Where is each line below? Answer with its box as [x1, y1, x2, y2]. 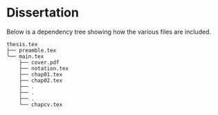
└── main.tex [6, 53, 44, 60]
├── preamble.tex [6, 47, 57, 54]
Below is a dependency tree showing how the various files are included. [6, 28, 212, 36]
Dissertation [6, 5, 79, 21]
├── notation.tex [19, 65, 69, 72]
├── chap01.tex [19, 71, 63, 78]
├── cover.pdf [19, 59, 60, 66]
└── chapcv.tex [19, 101, 63, 108]
